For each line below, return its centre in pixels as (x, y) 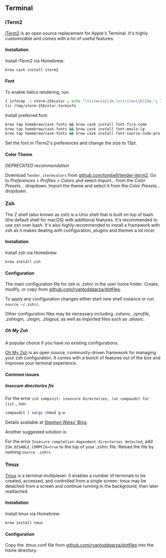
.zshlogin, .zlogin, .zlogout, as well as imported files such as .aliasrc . (75, 319)
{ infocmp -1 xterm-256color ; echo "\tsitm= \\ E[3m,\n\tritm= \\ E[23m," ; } (84, 101)
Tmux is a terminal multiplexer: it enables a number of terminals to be (75, 475)
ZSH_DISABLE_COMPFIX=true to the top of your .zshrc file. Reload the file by (80, 446)
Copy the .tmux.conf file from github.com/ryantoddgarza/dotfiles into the (80, 545)
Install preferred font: (27, 115)
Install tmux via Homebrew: (33, 514)
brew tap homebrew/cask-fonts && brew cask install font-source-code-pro (83, 133)
